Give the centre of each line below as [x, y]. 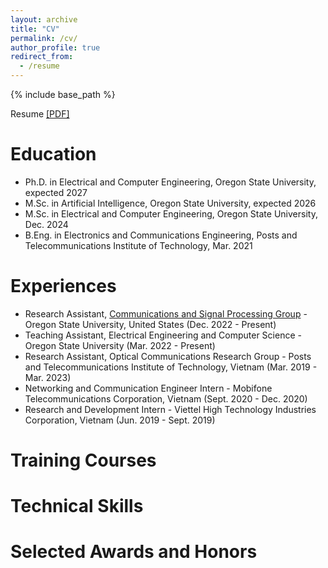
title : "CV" [35, 29]
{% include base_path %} [63, 94]
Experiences [63, 286]
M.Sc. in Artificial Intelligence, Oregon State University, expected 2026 [170, 203]
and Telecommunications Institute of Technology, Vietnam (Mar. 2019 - [171, 367]
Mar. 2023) [48, 377]
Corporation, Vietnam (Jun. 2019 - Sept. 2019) [120, 420]
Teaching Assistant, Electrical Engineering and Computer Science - [163, 335]
